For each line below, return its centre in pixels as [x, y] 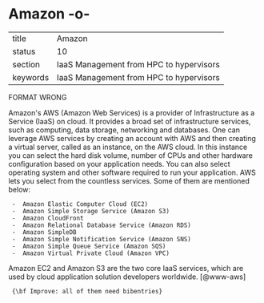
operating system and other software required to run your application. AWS [132, 172]
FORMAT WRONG [38, 97]
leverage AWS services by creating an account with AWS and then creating [132, 138]
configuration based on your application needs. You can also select [119, 164]
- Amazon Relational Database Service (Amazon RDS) [102, 225]
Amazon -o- [49, 14]
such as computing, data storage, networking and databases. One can [124, 130]
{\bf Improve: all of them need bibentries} [87, 291]
